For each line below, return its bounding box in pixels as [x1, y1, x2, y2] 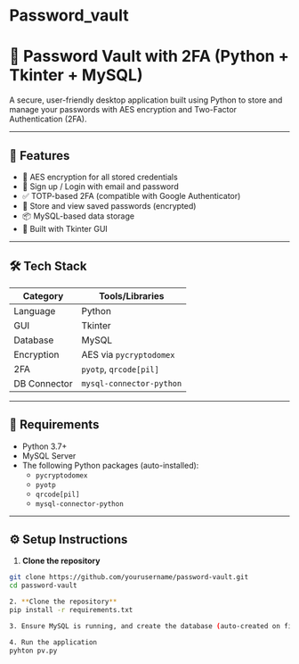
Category [22, 289, 64, 302]
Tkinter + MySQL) [9, 65, 143, 86]
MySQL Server [21, 450, 77, 461]
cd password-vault [9, 581, 77, 590]
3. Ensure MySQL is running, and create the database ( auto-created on [9, 621, 280, 630]
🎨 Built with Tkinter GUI [21, 223, 109, 234]
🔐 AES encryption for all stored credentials [21, 171, 178, 182]
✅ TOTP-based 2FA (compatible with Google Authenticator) [21, 190, 241, 201]
